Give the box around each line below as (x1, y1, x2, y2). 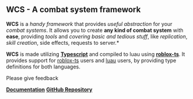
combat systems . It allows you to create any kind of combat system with (6, 27, 184, 34)
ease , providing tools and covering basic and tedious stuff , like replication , (6, 32, 188, 40)
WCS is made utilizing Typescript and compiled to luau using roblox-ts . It (6, 50, 185, 58)
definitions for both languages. (6, 63, 81, 70)
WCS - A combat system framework (6, 5, 141, 15)
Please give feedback (6, 74, 59, 81)
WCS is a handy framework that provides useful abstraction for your (6, 20, 172, 27)
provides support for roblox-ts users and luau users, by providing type (6, 57, 177, 64)
